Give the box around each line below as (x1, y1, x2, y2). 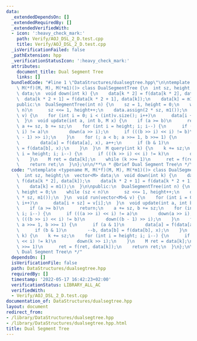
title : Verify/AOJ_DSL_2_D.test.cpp (16, 42, 107, 48)
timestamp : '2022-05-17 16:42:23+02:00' (11, 276, 111, 282)
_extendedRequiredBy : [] (11, 19, 72, 25)
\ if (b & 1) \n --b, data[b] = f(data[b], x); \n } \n (16, 227, 188, 233)
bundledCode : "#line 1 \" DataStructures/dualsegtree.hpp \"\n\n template (11, 80, 191, 86)
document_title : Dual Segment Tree (16, 69, 104, 75)
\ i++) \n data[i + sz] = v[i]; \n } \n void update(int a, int (16, 200, 188, 206)
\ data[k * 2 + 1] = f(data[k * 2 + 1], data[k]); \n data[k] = (16, 96, 185, 102)
